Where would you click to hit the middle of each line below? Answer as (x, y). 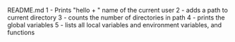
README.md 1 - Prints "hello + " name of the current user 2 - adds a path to (117, 10)
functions (21, 32)
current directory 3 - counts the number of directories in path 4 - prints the (116, 17)
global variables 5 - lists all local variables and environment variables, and (115, 25)
